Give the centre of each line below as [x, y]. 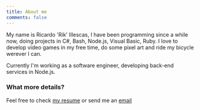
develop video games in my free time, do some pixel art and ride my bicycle [100, 47]
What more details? [36, 87]
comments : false [27, 17]
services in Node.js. [31, 72]
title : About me [27, 12]
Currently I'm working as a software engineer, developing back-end [90, 65]
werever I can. [24, 53]
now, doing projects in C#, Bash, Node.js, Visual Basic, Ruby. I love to [92, 41]
